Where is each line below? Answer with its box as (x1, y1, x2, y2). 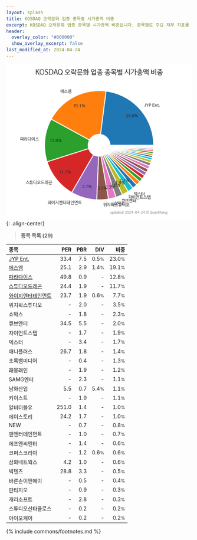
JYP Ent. (8, 255, 29, 262)
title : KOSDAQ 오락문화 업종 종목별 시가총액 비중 (6, 15, 114, 22)
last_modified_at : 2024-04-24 (6, 47, 81, 53)
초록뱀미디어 (8, 357, 38, 364)
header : (6, 28, 25, 34)
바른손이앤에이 (8, 477, 42, 484)
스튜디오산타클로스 (8, 505, 52, 512)
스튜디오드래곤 (8, 283, 42, 290)
